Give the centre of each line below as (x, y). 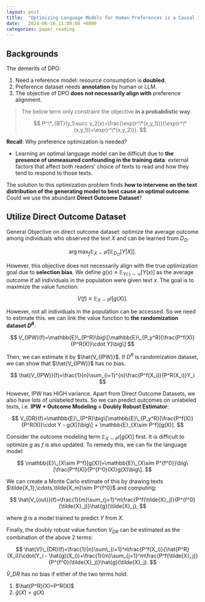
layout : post (23, 12)
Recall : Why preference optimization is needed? (67, 142)
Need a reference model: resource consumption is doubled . (91, 81)
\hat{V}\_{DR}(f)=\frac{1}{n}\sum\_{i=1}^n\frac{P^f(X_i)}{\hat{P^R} (107, 549)
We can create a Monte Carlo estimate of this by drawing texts (85, 481)
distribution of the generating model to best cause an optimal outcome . (99, 191)
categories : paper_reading (41, 29)
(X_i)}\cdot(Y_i (25, 556)
